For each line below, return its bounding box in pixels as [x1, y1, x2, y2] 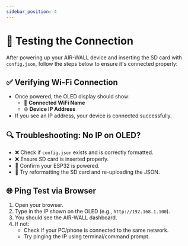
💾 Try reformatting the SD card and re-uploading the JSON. [14, 168, 160, 175]
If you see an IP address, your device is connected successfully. [14, 112, 172, 119]
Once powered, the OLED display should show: [14, 93, 130, 100]
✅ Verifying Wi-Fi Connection [6, 77, 119, 87]
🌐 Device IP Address [23, 106, 76, 113]
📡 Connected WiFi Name [23, 99, 85, 107]
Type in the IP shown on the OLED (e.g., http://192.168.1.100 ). [14, 208, 170, 215]
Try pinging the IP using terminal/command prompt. [23, 233, 150, 240]
